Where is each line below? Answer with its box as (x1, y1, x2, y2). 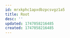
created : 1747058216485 (5, 26, 54, 31)
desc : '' (5, 16, 23, 21)
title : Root (5, 12, 30, 17)
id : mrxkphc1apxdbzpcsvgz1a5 (5, 7, 65, 12)
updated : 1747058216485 (5, 21, 54, 26)
